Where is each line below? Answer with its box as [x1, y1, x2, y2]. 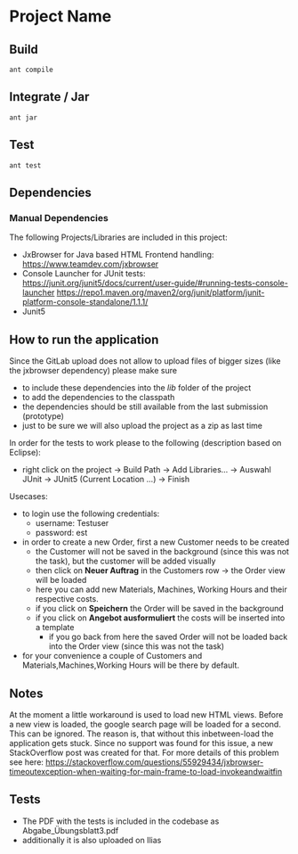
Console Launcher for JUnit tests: [21, 268, 146, 279]
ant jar [9, 113, 38, 122]
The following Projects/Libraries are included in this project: [9, 232, 229, 242]
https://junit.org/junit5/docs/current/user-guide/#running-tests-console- [21, 278, 289, 289]
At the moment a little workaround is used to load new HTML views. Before [9, 709, 284, 719]
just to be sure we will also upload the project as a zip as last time [21, 421, 263, 431]
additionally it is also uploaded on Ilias [21, 834, 162, 845]
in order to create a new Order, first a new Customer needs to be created [21, 537, 290, 547]
